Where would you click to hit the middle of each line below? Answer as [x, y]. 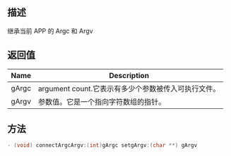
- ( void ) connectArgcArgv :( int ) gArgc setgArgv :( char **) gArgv [102, 145]
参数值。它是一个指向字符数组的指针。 [102, 102]
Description [129, 75]
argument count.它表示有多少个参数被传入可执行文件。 [129, 89]
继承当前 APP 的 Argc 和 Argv [50, 31]
